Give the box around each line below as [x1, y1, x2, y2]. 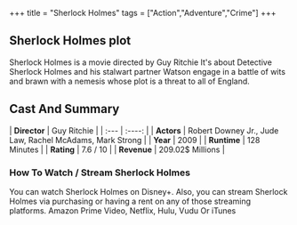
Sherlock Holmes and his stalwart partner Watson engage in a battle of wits [9, 66, 286, 76]
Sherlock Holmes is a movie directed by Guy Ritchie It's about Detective [9, 57, 273, 68]
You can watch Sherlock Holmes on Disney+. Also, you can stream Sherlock [9, 186, 288, 197]
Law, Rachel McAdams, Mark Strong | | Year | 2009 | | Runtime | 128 [9, 134, 261, 145]
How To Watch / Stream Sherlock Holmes [9, 166, 191, 179]
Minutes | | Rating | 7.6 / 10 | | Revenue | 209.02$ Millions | [9, 144, 225, 155]
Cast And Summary [9, 101, 120, 117]
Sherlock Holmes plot [9, 33, 132, 48]
